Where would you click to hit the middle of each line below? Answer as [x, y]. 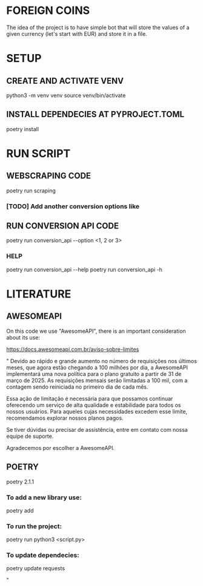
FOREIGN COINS [48, 11]
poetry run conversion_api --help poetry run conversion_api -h [84, 269]
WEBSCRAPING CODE [49, 176]
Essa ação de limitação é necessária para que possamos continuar [90, 398]
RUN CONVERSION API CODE [63, 226]
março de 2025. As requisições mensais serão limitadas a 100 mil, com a [97, 380]
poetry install [23, 129]
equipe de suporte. [30, 436]
